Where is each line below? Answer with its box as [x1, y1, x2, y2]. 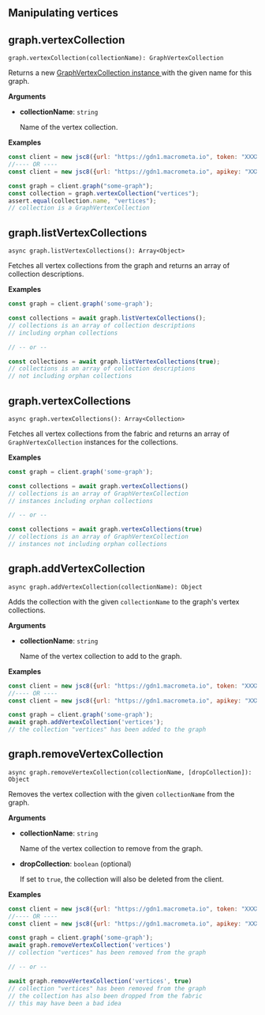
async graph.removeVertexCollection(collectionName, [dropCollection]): [8, 768, 252, 776]
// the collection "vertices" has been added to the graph [8, 725, 207, 734]
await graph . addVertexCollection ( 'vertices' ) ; [8, 718, 164, 726]
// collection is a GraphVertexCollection [8, 204, 150, 212]
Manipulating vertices [8, 6, 119, 20]
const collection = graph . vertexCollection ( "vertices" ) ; [8, 189, 200, 197]
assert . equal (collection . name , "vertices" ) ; [8, 197, 157, 205]
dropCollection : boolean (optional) [19, 858, 132, 869]
